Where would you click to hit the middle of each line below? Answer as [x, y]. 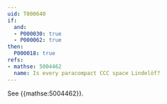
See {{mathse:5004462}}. [45, 93]
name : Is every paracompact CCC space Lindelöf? [87, 73]
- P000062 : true [38, 40]
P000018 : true [34, 54]
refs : [15, 60]
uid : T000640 [27, 14]
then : [15, 47]
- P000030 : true [38, 34]
